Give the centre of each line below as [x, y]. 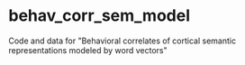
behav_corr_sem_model [100, 16]
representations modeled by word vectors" [88, 50]
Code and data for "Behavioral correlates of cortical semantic [122, 41]
